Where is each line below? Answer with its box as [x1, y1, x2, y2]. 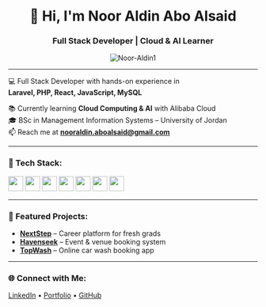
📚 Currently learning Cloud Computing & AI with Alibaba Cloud [8, 104, 216, 113]
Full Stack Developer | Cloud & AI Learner [52, 36, 214, 47]
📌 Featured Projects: [8, 210, 89, 222]
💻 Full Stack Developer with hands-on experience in [8, 77, 180, 86]
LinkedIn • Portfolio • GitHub [8, 290, 102, 300]
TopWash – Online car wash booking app [19, 245, 154, 256]
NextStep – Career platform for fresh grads [19, 229, 161, 238]
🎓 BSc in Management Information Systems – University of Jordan [8, 116, 227, 125]
